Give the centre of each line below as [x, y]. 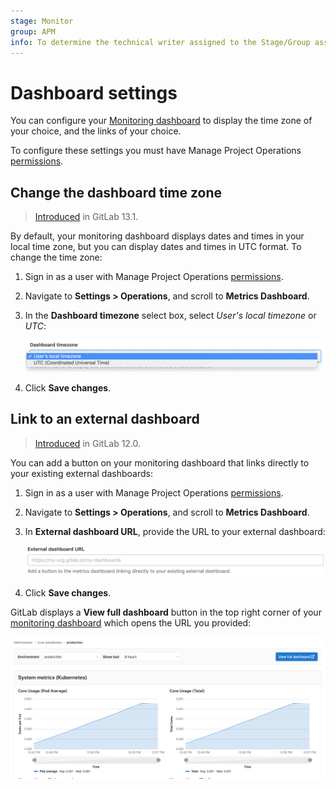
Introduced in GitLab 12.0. [88, 443]
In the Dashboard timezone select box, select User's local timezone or [170, 316]
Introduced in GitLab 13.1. [86, 217]
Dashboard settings [94, 92]
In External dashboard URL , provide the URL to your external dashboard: [175, 531]
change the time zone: [56, 257]
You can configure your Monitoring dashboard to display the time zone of [161, 121]
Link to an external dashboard [105, 419]
